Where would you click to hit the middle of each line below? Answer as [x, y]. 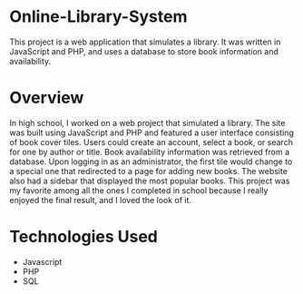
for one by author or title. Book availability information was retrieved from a [150, 152]
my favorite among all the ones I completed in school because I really [139, 190]
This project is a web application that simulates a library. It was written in [145, 42]
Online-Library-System [98, 17]
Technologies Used [84, 237]
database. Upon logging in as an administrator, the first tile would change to [151, 162]
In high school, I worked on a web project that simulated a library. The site [147, 122]
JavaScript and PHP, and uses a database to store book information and [144, 51]
